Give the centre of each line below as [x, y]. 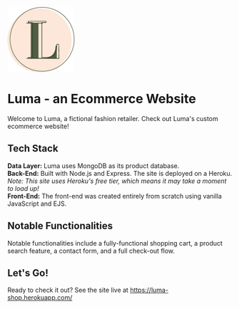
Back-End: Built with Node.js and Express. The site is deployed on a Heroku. [120, 173]
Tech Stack [33, 148]
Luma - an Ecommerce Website [102, 99]
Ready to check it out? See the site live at [68, 290]
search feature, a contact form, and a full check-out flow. [91, 251]
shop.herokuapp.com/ [40, 298]
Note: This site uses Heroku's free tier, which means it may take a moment [117, 181]
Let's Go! [28, 273]
